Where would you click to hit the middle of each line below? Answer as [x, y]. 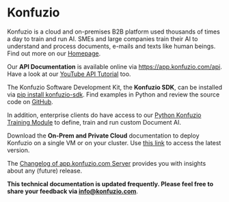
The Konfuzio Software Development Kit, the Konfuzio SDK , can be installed [115, 87]
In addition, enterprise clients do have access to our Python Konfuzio [104, 115]
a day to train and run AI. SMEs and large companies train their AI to [103, 38]
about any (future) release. [45, 171]
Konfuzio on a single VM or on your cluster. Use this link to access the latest [114, 142]
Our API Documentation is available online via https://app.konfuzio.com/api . [114, 66]
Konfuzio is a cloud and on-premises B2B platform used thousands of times [113, 31]
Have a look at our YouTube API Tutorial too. [69, 74]
